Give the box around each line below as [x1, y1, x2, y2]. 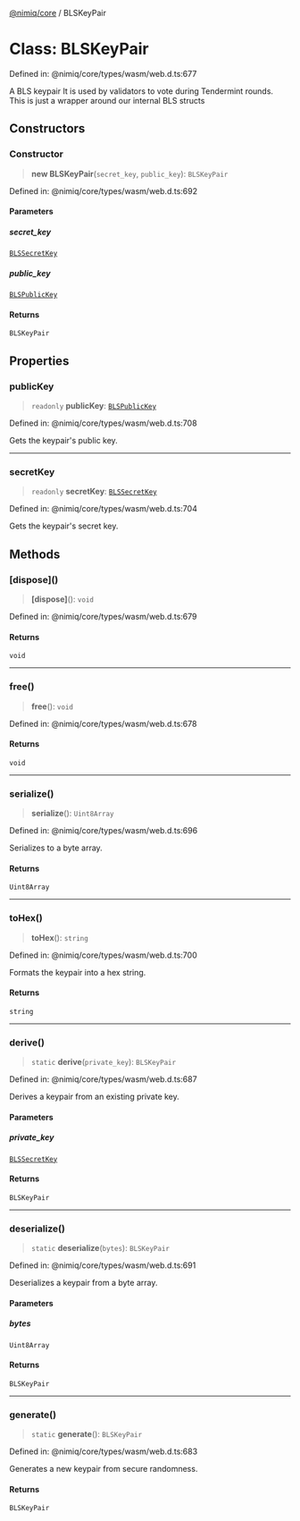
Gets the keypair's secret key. [9, 520, 119, 531]
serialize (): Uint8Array [30, 808, 114, 819]
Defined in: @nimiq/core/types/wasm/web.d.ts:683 [9, 1446, 198, 1457]
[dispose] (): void [30, 594, 94, 604]
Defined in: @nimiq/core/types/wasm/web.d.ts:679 [9, 612, 198, 622]
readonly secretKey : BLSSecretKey [30, 486, 158, 497]
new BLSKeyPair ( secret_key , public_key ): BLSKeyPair [30, 168, 229, 179]
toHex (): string [30, 932, 89, 942]
